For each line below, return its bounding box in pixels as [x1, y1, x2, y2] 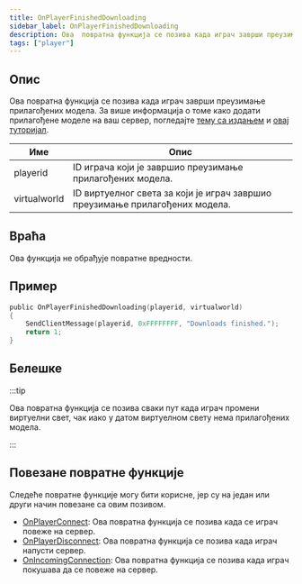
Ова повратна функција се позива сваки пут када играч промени [9, 402, 260, 413]
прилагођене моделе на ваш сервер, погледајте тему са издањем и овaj [9, 114, 289, 126]
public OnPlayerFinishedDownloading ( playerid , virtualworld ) [9, 303, 244, 312]
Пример [9, 278, 58, 294]
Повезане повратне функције [9, 465, 184, 480]
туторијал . [9, 124, 49, 135]
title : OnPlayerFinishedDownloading [9, 13, 147, 23]
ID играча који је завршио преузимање [73, 161, 244, 174]
